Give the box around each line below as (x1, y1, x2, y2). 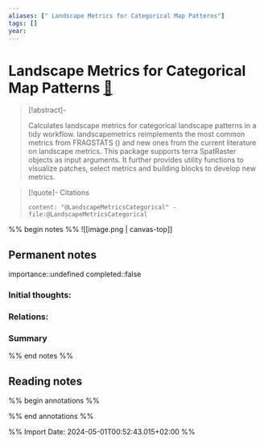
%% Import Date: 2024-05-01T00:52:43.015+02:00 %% (8, 427, 196, 437)
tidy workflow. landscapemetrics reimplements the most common (27, 130, 245, 139)
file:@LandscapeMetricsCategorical (27, 210, 148, 218)
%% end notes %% (8, 351, 74, 361)
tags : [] (8, 19, 38, 27)
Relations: (8, 311, 49, 322)
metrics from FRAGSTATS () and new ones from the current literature (27, 138, 257, 147)
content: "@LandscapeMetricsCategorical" (27, 203, 169, 212)
